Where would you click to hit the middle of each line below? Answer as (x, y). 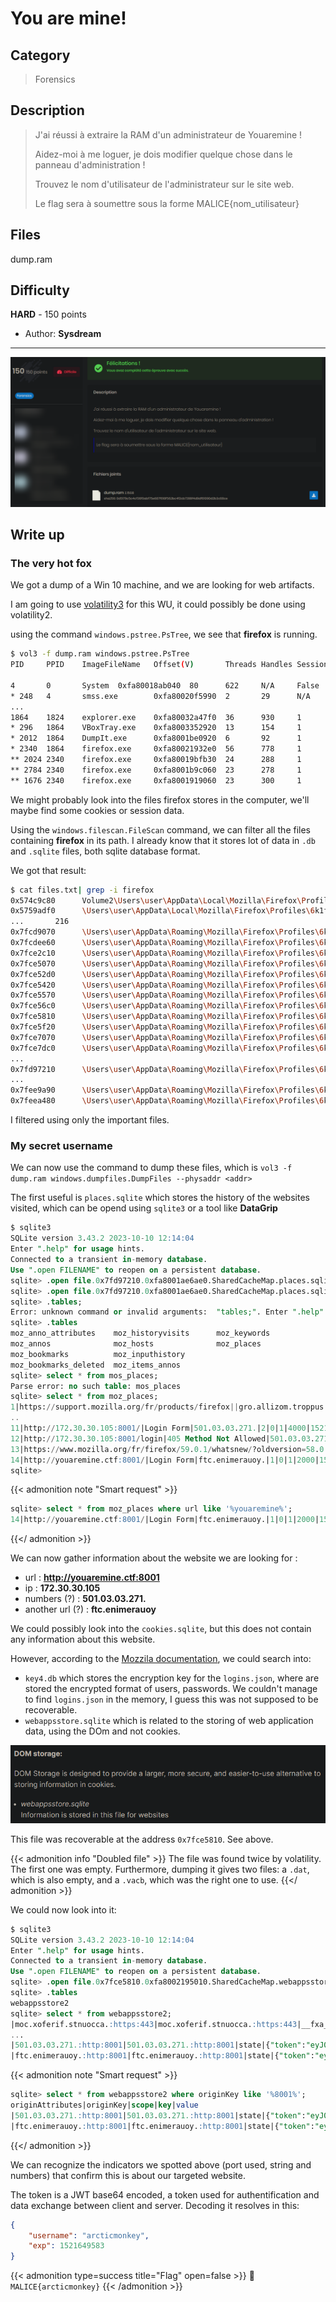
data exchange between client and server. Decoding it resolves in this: (155, 2205)
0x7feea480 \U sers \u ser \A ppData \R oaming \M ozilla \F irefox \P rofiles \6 (167, 1101)
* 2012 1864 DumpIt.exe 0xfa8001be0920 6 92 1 (156, 738)
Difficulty (40, 290)
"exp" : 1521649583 (66, 2246)
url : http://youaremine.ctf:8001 (92, 1578)
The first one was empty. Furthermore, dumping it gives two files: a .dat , (160, 1869)
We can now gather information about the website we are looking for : (154, 1558)
